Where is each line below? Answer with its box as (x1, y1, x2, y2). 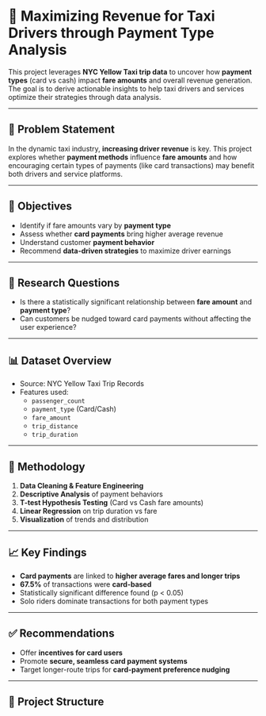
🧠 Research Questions (8, 276, 120, 289)
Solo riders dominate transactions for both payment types (19, 596, 208, 606)
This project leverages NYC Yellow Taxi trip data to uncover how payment (8, 67, 252, 76)
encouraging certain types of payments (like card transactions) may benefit (8, 160, 255, 170)
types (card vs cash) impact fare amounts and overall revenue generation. (8, 75, 253, 85)
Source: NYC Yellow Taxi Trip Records (19, 379, 145, 389)
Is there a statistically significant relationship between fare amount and (19, 297, 253, 307)
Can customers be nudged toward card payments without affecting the (19, 314, 252, 324)
